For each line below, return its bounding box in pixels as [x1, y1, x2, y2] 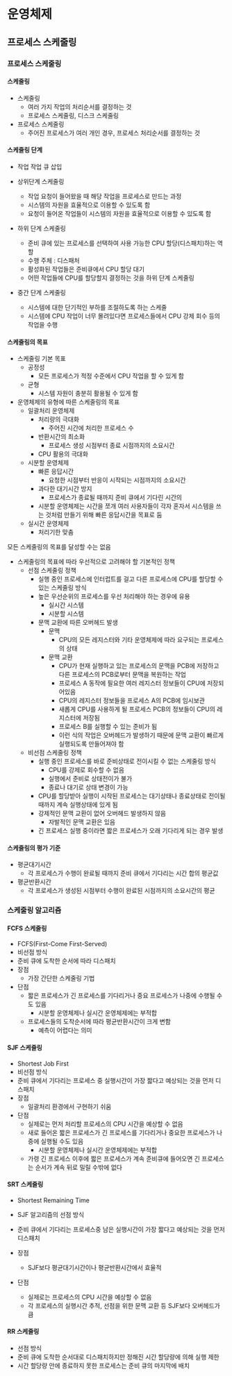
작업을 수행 [27, 320, 58, 328]
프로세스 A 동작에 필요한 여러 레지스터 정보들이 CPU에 [58, 679, 206, 687]
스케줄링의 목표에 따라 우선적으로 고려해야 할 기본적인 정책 [17, 557, 176, 566]
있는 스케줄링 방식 [38, 584, 87, 592]
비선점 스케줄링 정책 [27, 748, 82, 757]
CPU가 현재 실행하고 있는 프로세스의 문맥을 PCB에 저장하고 [58, 662, 219, 670]
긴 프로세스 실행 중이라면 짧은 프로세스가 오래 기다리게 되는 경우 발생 [38, 827, 224, 835]
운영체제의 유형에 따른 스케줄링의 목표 [17, 398, 120, 406]
